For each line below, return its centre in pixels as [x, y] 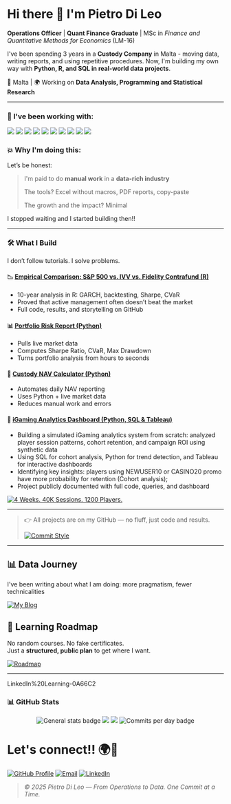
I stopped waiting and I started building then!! [71, 218]
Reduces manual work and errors [64, 404]
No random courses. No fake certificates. [66, 644]
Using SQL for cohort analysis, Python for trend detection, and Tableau [118, 456]
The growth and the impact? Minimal [76, 205]
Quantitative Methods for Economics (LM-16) [71, 40]
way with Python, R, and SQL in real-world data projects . [89, 68]
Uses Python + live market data [62, 396]
